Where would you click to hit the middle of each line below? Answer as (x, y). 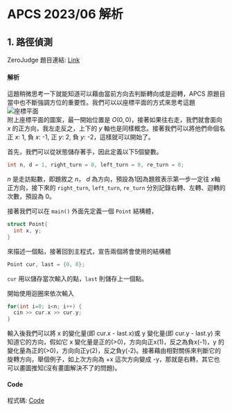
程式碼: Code (26, 401)
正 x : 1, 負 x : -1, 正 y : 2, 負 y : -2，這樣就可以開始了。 (81, 137)
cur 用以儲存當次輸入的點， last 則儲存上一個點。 (77, 279)
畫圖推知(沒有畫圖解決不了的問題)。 (70, 368)
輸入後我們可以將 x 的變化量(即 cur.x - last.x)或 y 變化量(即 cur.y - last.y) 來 (114, 333)
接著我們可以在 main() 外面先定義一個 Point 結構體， (82, 211)
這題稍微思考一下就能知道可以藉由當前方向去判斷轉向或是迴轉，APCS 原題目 (116, 94)
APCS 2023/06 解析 (65, 14)
